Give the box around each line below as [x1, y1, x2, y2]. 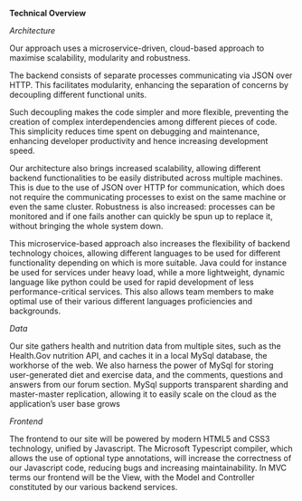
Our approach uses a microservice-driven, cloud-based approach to [9, 43, 265, 53]
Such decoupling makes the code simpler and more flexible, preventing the [9, 107, 289, 117]
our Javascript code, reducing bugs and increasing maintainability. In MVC [9, 462, 288, 473]
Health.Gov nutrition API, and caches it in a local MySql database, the [9, 351, 268, 361]
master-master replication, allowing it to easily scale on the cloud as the [9, 389, 278, 400]
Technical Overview [9, 8, 87, 18]
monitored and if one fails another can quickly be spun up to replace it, [9, 211, 273, 221]
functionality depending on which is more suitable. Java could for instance [9, 257, 288, 268]
